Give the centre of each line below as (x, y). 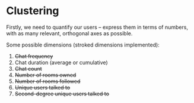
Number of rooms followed (47, 81)
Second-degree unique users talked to (62, 94)
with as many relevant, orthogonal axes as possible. (69, 33)
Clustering (33, 11)
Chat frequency (34, 56)
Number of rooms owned (45, 75)
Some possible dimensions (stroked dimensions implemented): (83, 45)
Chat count (28, 68)
